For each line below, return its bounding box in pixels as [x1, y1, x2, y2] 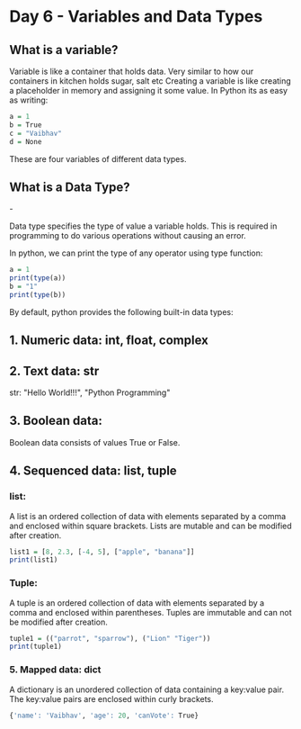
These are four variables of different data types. [9, 153, 187, 164]
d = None [9, 137, 42, 146]
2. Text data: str [9, 363, 100, 379]
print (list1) [9, 555, 58, 564]
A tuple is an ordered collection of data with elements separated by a [9, 597, 265, 608]
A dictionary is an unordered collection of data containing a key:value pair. [9, 684, 285, 695]
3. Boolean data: [9, 413, 103, 428]
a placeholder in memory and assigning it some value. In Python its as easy [9, 85, 288, 95]
